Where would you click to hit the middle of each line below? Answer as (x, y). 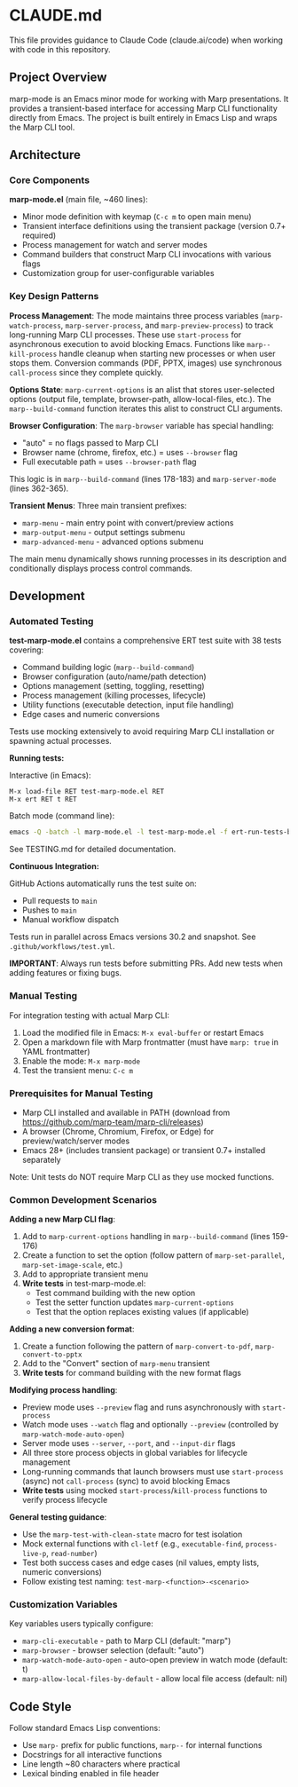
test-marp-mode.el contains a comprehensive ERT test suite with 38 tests (145, 641)
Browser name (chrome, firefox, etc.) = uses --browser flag (129, 452)
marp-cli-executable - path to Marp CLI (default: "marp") (126, 1641)
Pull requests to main (59, 901)
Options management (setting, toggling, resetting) (114, 686)
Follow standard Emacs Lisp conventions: (85, 1728)
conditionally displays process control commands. (101, 568)
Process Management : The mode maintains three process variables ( (137, 315)
